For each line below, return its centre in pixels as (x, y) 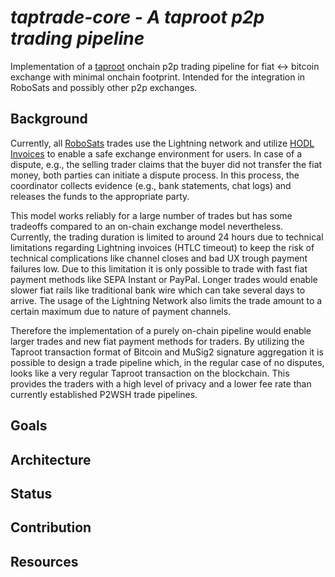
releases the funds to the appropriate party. (100, 196)
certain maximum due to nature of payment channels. (121, 311)
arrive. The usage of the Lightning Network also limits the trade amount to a (166, 300)
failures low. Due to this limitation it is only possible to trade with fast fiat (159, 268)
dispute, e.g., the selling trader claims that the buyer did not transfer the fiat (166, 164)
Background (49, 119)
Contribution (51, 527)
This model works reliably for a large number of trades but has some (151, 215)
